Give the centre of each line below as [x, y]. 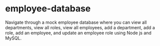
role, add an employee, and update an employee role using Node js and [79, 33]
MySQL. [13, 38]
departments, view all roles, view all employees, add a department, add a [80, 27]
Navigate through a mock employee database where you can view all [76, 22]
